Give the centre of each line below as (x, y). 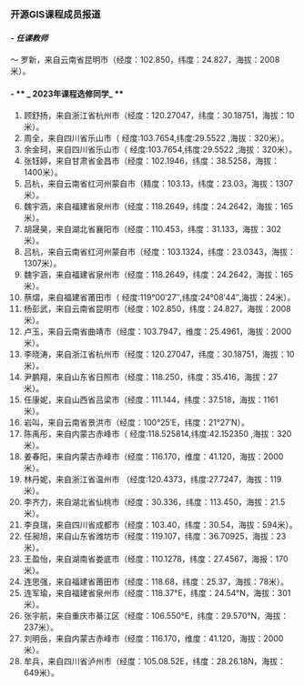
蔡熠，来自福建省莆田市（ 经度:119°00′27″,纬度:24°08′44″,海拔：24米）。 (159, 298)
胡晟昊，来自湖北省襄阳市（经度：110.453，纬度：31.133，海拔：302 (152, 229)
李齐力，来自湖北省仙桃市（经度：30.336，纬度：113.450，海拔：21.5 (154, 502)
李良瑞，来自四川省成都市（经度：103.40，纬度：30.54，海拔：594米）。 (160, 525)
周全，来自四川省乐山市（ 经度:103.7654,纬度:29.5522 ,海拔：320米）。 (156, 138)
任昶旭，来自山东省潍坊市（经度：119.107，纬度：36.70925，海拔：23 (155, 536)
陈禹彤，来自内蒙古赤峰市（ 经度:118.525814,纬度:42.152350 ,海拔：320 (157, 434)
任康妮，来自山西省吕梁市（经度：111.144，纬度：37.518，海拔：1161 (151, 400)
